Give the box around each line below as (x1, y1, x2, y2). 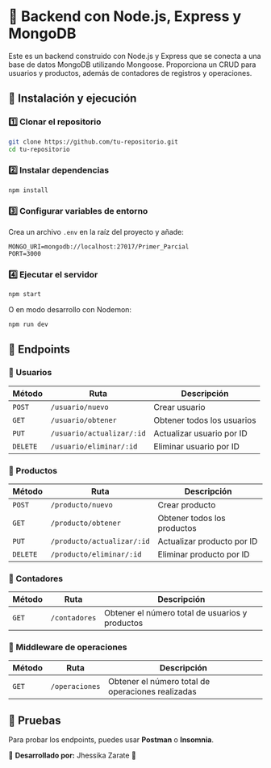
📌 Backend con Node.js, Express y (8, 7, 242, 26)
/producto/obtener (50, 518, 121, 528)
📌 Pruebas (8, 713, 61, 727)
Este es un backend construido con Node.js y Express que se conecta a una (8, 51, 261, 61)
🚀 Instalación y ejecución (8, 92, 137, 106)
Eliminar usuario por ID (153, 440, 240, 452)
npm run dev (8, 320, 48, 329)
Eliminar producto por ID (157, 549, 250, 560)
